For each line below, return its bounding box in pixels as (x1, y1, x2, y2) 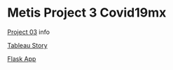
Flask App (7, 54, 36, 63)
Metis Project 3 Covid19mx (7, 5, 167, 21)
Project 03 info (7, 28, 50, 36)
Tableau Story (7, 41, 48, 49)
